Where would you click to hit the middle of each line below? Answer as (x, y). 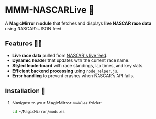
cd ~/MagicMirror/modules (38, 112)
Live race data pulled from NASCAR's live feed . (60, 55)
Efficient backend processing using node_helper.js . (65, 71)
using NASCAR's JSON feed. (34, 28)
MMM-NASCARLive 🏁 (50, 10)
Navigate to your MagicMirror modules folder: (57, 103)
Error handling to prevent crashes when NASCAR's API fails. (73, 76)
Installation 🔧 (25, 91)
